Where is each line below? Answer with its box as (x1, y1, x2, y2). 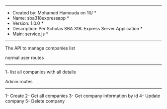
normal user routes (5, 55, 44, 60)
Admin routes (5, 79, 33, 84)
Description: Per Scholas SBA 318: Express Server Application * (12, 26, 143, 31)
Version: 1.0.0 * (12, 20, 44, 26)
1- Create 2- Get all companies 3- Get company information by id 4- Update (5, 93, 161, 99)
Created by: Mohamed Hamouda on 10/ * (12, 10, 97, 15)
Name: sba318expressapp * (12, 15, 70, 21)
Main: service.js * (12, 31, 49, 37)
